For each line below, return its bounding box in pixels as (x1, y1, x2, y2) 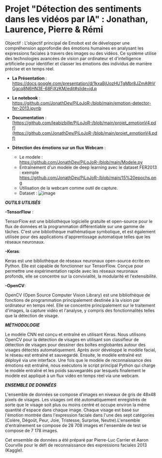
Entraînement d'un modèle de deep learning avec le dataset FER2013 (19, 164, 157, 170)
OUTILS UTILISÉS (5, 199, 41, 205)
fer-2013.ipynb (12, 105, 42, 111)
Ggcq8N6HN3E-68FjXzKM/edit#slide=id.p (12, 85, 97, 91)
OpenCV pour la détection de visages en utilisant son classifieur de (5, 336, 139, 343)
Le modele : (19, 154, 43, 160)
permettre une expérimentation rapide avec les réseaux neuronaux (5, 268, 138, 274)
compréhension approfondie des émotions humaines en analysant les (5, 45, 144, 51)
